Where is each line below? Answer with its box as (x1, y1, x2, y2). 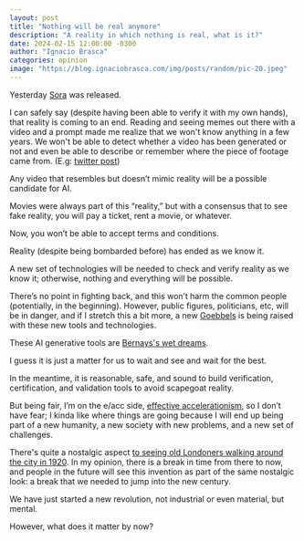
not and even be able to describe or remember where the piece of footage (9, 145, 289, 156)
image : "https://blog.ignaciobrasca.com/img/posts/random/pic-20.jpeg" (9, 65, 288, 74)
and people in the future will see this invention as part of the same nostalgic (9, 466, 295, 477)
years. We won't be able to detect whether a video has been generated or (9, 136, 288, 147)
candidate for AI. (9, 182, 73, 193)
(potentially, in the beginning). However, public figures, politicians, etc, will (9, 300, 289, 311)
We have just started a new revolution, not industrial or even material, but (9, 494, 285, 505)
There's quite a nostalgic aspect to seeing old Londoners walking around (9, 446, 284, 457)
